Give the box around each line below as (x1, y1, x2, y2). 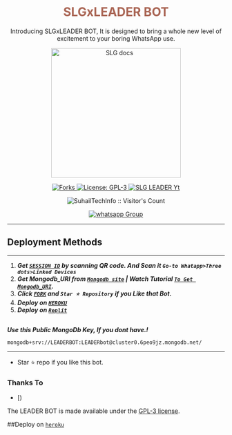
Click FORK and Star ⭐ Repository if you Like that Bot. (17, 289, 172, 298)
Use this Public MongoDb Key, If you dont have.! (7, 326, 148, 334)
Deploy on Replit (17, 305, 68, 314)
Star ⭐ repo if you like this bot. (17, 358, 104, 367)
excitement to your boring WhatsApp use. (57, 34, 175, 42)
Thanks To (7, 378, 43, 387)
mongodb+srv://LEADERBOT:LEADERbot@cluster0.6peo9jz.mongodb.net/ (7, 339, 202, 346)
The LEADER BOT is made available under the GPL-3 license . (7, 407, 181, 415)
